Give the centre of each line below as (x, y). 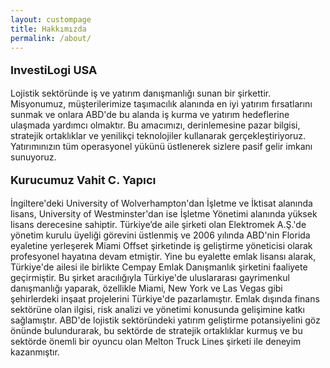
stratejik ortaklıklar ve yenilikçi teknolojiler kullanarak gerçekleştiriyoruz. (158, 136)
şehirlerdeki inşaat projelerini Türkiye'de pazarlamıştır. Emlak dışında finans (165, 299)
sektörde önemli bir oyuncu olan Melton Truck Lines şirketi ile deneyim (156, 342)
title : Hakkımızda (48, 29)
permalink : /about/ (51, 38)
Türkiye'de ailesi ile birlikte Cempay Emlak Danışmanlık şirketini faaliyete (159, 267)
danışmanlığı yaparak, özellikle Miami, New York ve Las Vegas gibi (146, 288)
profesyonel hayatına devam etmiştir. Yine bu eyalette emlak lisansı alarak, (163, 257)
